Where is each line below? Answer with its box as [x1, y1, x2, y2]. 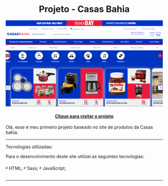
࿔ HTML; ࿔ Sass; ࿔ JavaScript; [5, 166, 66, 172]
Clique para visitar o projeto [55, 113, 114, 119]
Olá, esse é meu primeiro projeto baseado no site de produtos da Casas [5, 124, 154, 130]
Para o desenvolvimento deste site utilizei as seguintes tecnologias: [5, 154, 145, 160]
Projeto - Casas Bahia [38, 3, 130, 15]
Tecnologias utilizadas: [5, 144, 53, 150]
